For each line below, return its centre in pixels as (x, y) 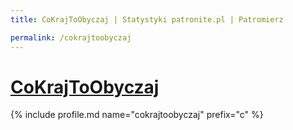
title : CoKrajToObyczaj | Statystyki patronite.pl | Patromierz (147, 19)
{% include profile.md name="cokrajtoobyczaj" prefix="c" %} (137, 115)
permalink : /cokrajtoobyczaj (71, 37)
